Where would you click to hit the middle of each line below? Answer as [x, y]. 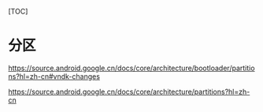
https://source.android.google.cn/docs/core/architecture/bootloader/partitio [131, 68]
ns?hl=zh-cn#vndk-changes [54, 76]
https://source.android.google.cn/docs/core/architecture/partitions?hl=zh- [129, 91]
